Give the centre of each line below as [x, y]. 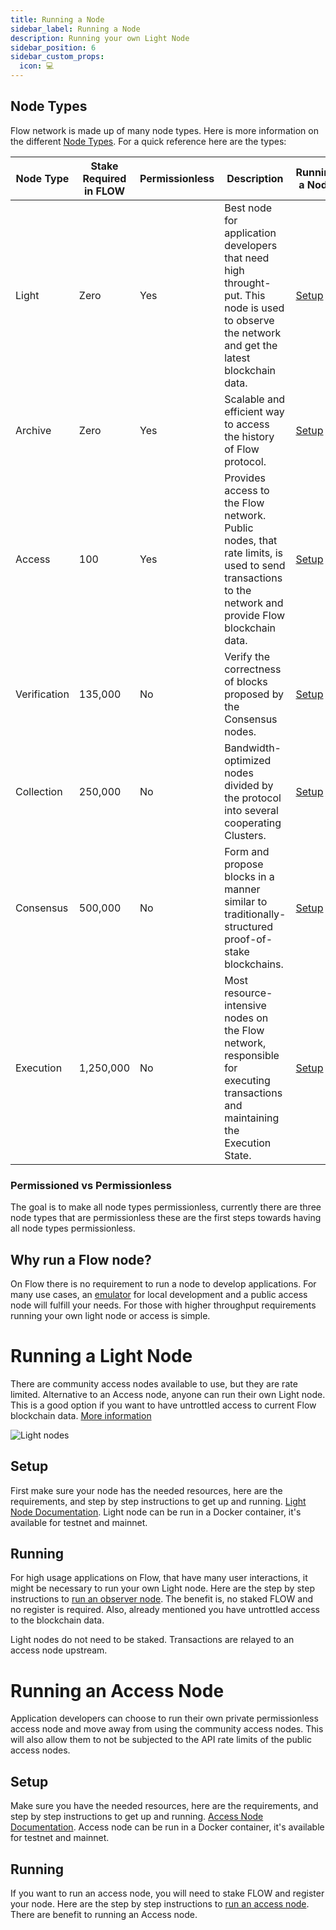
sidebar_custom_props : [57, 57]
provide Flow [255, 615]
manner [242, 889]
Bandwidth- [253, 748]
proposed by [254, 694]
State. [238, 1155]
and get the [251, 345]
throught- [248, 283]
